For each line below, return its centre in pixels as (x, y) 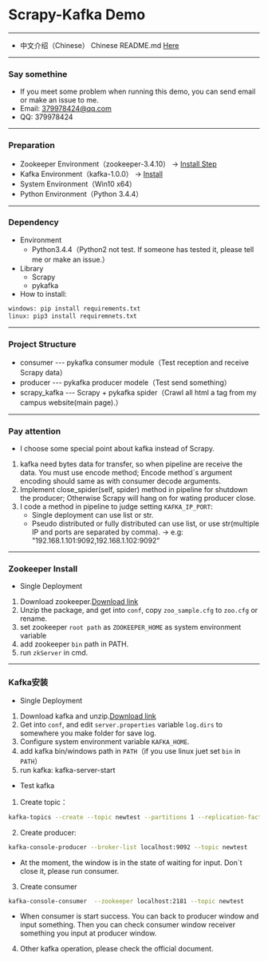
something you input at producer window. (88, 933)
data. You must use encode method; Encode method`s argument (126, 473)
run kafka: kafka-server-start (67, 770)
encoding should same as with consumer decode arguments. (120, 481)
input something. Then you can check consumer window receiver (128, 925)
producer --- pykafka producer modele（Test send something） (125, 382)
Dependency (34, 222)
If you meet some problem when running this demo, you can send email (138, 92)
